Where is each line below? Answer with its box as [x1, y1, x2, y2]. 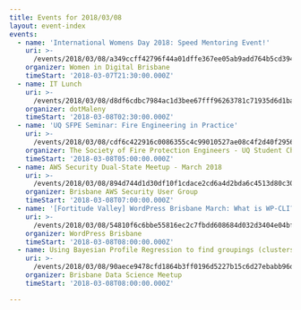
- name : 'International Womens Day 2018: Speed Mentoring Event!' [17, 38, 271, 47]
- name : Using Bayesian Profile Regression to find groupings [17, 246, 254, 255]
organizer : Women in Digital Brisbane [25, 63, 170, 72]
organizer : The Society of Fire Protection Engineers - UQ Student [25, 146, 282, 155]
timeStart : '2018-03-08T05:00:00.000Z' [25, 154, 175, 163]
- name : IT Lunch [17, 80, 82, 88]
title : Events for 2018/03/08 [9, 13, 123, 22]
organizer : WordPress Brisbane [25, 229, 142, 238]
